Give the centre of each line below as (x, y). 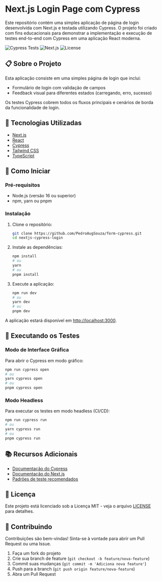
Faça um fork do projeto (36, 554)
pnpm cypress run (23, 438)
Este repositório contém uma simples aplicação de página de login (72, 23)
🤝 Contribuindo (29, 527)
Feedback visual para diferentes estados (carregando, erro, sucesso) (82, 93)
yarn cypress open (24, 379)
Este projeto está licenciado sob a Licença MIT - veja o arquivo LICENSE (78, 506)
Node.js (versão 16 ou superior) (44, 196)
